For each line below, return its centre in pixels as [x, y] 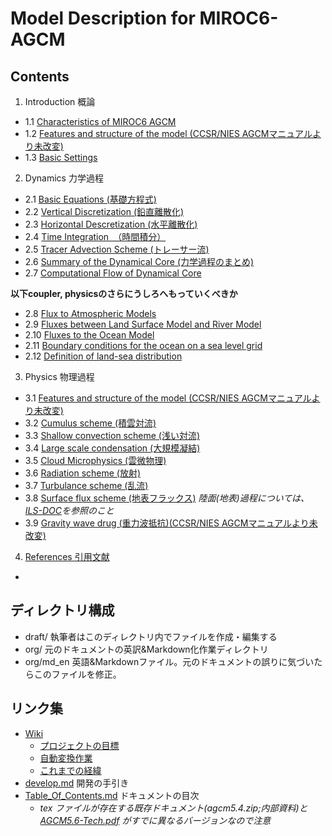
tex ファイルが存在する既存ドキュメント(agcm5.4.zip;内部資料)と [173, 808]
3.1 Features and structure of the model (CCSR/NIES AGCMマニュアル [168, 398]
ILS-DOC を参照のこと [69, 510]
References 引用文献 [67, 556]
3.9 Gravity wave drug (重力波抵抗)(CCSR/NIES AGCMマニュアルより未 [171, 523]
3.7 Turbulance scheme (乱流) [86, 485]
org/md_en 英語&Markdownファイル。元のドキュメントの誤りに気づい [169, 661]
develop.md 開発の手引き [77, 783]
